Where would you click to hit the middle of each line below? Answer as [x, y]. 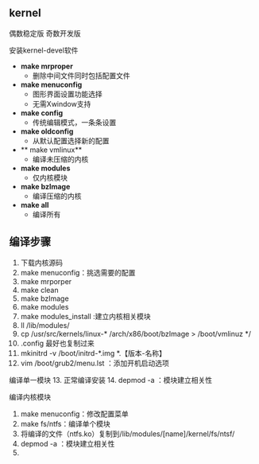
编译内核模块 [30, 396]
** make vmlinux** [51, 150]
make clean [39, 290]
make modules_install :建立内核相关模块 [86, 316]
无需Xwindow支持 [62, 103]
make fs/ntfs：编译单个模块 [65, 423]
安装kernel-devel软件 [44, 50]
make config [42, 113]
